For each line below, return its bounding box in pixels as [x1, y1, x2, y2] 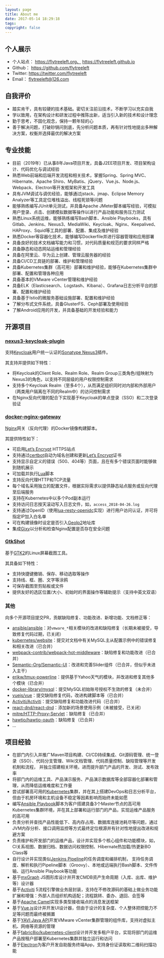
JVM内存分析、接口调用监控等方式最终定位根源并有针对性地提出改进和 [12, 825, 155, 831]
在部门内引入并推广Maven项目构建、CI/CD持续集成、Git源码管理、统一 [12, 752, 155, 758]
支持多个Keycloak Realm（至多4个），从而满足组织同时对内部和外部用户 [12, 383, 156, 389]
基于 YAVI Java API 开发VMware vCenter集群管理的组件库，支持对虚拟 [12, 917, 152, 923]
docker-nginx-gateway [5, 414, 61, 420]
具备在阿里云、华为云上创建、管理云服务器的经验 [12, 252, 111, 258]
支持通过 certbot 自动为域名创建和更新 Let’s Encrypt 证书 [12, 452, 122, 458]
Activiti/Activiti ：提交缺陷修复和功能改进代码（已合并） [12, 699, 123, 705]
